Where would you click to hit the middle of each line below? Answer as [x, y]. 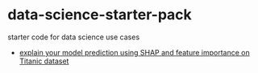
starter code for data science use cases [74, 37]
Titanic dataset [44, 61]
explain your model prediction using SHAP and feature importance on [135, 52]
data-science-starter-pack [100, 15]
